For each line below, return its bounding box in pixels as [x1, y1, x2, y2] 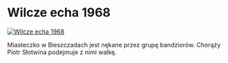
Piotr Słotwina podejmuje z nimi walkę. [7, 48, 117, 56]
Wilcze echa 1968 [7, 5, 111, 21]
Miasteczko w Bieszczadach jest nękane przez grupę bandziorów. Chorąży [7, 40, 221, 49]
